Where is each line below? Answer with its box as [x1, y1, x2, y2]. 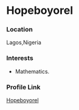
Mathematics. [15, 68, 50, 75]
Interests [6, 54, 33, 62]
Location [6, 25, 33, 34]
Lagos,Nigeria [6, 39, 41, 46]
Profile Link [6, 83, 41, 91]
